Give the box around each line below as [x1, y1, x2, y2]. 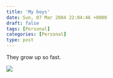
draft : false [6, 20, 39, 26]
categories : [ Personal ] [6, 31, 67, 37]
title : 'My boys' [6, 8, 50, 15]
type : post [6, 37, 34, 43]
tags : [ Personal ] [6, 25, 50, 32]
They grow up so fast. [6, 54, 61, 60]
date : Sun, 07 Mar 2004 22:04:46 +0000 [6, 15, 108, 21]
